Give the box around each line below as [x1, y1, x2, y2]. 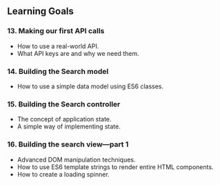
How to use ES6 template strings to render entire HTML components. [17, 162, 214, 171]
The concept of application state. [17, 115, 112, 124]
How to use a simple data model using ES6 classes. [17, 82, 164, 90]
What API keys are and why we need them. [17, 49, 139, 57]
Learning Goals [7, 6, 74, 17]
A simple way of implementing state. [17, 122, 121, 130]
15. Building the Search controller [7, 99, 121, 109]
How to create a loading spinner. [17, 170, 110, 178]
